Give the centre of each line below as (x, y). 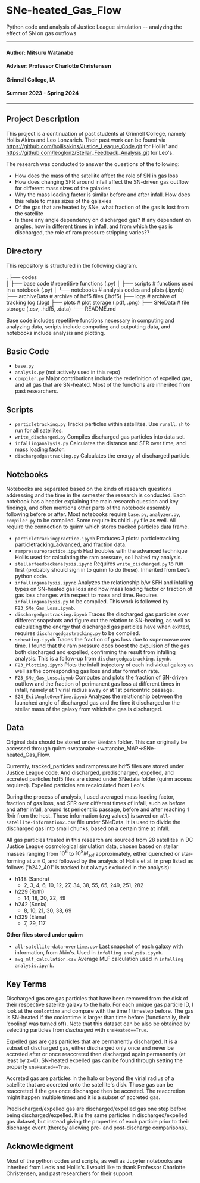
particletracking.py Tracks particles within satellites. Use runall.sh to (102, 424)
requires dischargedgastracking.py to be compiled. (77, 633)
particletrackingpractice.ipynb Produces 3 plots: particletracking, (98, 538)
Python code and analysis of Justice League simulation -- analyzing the (94, 27)
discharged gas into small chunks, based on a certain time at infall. (88, 828)
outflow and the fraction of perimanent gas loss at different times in (97, 683)
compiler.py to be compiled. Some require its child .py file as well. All (91, 520)
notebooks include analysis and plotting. (56, 333)
